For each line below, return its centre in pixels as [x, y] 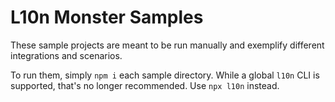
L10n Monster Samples [107, 17]
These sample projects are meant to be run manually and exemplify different [167, 45]
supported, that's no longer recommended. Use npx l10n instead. [145, 85]
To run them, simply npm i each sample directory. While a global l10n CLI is [165, 75]
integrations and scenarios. [66, 55]
